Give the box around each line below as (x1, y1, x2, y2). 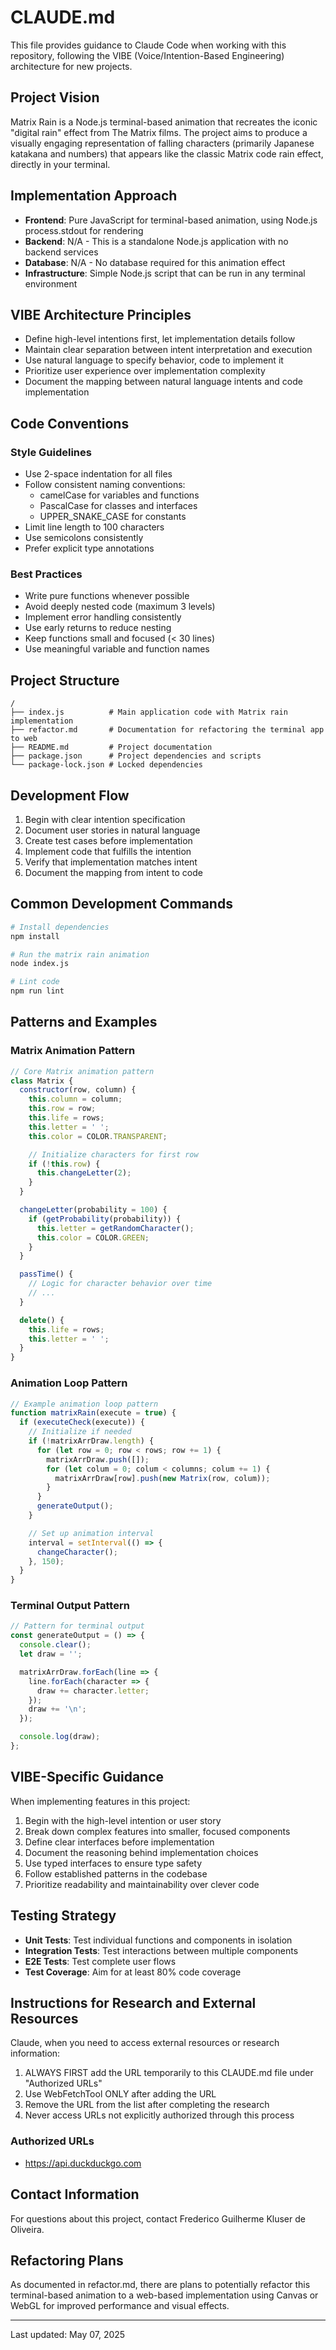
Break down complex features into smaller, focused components (24, 1825, 291, 1837)
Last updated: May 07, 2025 (10, 2329, 126, 2341)
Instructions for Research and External (10, 1994, 257, 2011)
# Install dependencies (10, 922, 110, 932)
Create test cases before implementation (24, 834, 193, 846)
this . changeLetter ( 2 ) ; (36, 1168, 132, 1178)
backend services (24, 246, 99, 258)
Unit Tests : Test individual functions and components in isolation (24, 1934, 293, 1946)
